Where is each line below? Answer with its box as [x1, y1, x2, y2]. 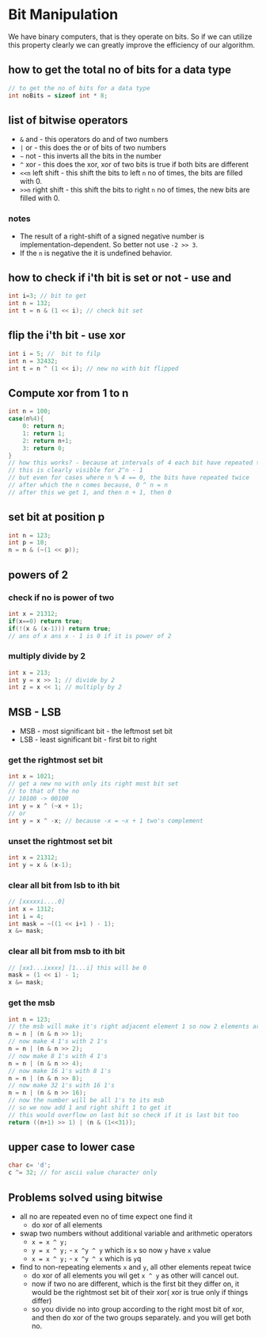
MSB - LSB [8, 705, 62, 719]
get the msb [8, 997, 55, 1008]
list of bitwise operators [8, 113, 128, 127]
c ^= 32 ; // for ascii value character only [8, 1169, 158, 1177]
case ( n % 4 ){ [8, 414, 44, 423]
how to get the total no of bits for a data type [8, 63, 232, 77]
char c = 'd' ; [8, 1161, 51, 1170]
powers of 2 [8, 568, 69, 582]
